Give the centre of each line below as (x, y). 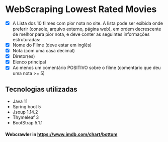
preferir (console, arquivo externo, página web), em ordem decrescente (87, 29)
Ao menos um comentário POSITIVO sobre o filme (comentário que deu (87, 68)
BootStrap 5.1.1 (27, 123)
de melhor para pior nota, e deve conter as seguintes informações (81, 34)
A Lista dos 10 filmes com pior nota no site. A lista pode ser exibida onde (88, 23)
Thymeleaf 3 (26, 117)
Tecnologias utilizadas (41, 89)
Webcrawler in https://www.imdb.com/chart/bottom (61, 134)
